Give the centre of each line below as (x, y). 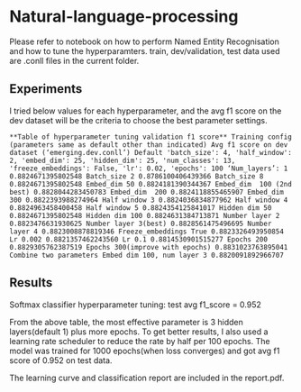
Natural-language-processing (124, 17)
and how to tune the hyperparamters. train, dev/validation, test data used (145, 50)
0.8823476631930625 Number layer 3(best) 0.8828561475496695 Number (141, 223)
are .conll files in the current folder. (74, 60)
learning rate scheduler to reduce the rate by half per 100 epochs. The (140, 341)
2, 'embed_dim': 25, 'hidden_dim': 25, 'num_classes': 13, (123, 160)
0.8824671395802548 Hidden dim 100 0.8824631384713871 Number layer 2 (145, 215)
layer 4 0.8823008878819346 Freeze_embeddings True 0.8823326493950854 (146, 232)
